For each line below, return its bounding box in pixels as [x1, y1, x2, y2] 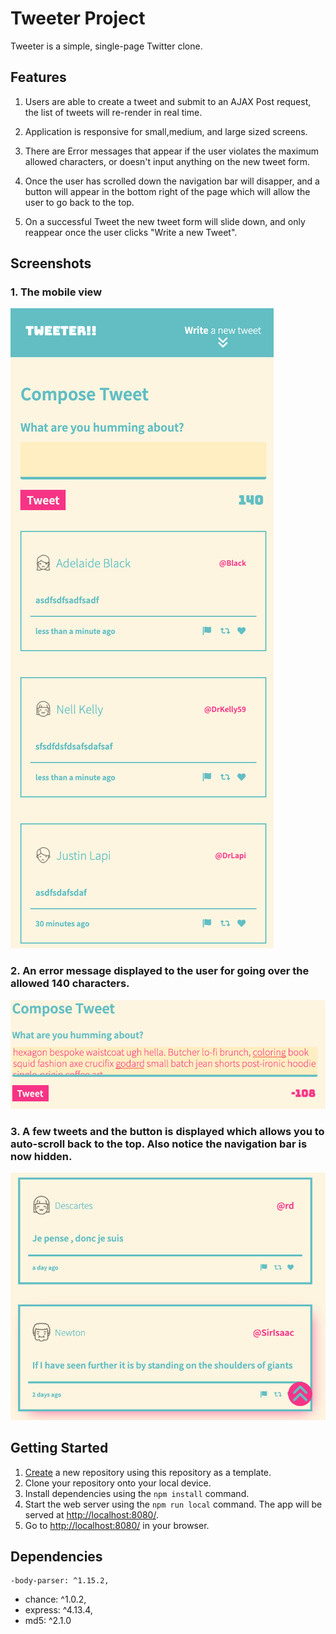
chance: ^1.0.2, [24, 1593, 87, 1606]
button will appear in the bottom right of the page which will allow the [24, 185, 311, 197]
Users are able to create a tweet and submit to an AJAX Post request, [24, 95, 312, 107]
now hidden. [10, 1150, 73, 1164]
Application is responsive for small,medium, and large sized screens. [24, 125, 308, 137]
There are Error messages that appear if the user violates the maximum [24, 145, 319, 157]
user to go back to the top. [24, 196, 135, 208]
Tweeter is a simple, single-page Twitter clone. [10, 40, 203, 52]
